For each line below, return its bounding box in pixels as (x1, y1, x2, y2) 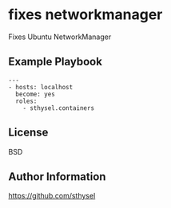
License (8, 126, 49, 139)
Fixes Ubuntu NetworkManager (8, 32, 112, 41)
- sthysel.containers (22, 104, 94, 112)
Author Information (8, 170, 106, 183)
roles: (15, 97, 38, 105)
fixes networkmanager (8, 6, 163, 24)
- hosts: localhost (8, 83, 74, 91)
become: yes (15, 90, 56, 98)
